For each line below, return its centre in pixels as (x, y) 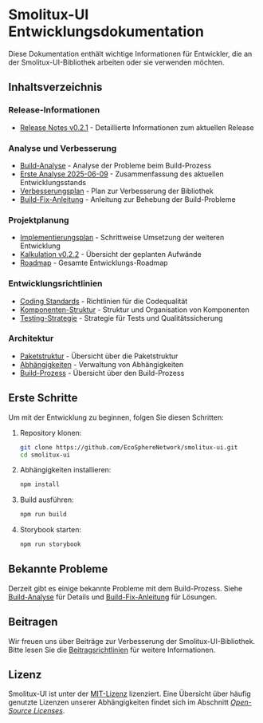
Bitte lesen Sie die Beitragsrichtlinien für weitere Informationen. (112, 650)
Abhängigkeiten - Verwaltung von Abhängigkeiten (102, 364)
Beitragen (33, 622)
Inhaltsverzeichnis (55, 87)
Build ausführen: (47, 500)
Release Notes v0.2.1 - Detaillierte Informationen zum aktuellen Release (137, 127)
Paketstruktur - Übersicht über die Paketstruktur (99, 356)
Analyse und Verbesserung (63, 148)
